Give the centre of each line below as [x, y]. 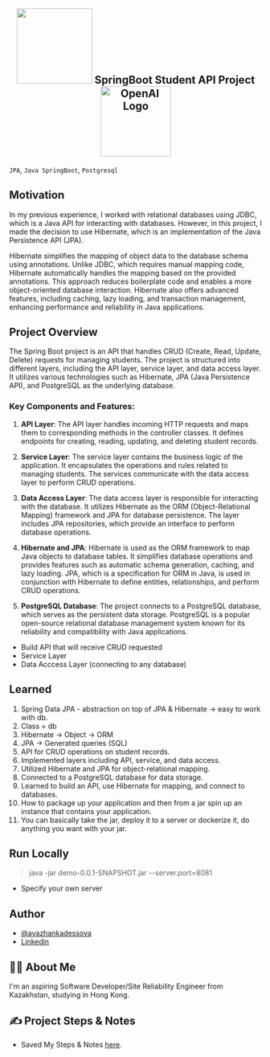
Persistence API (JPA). [46, 240]
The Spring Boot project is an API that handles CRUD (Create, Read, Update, [135, 351]
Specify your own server [61, 888]
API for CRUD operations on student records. [95, 752]
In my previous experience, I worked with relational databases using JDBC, [133, 215]
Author [27, 914]
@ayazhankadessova [56, 933]
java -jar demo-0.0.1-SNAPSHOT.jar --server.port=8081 [120, 873]
